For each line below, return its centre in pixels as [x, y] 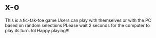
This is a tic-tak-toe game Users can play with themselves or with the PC [78, 20]
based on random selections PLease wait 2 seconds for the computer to [78, 25]
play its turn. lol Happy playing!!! [37, 30]
